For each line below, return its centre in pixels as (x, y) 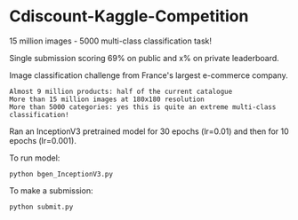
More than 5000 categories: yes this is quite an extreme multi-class (143, 107)
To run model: (35, 158)
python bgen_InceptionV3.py (61, 174)
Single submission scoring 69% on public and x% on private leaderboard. (145, 58)
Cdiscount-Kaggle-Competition (129, 16)
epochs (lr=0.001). (43, 140)
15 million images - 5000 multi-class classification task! (110, 41)
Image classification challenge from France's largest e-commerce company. (149, 75)
